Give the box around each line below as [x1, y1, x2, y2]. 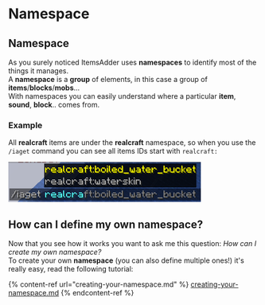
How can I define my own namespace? [8, 217, 204, 231]
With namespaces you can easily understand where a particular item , [8, 92, 236, 100]
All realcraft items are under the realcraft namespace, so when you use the [8, 138, 256, 147]
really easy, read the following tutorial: [8, 264, 134, 274]
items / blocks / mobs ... [8, 83, 80, 92]
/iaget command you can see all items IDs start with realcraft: [8, 147, 219, 156]
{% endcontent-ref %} [60, 288, 134, 298]
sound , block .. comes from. [8, 100, 100, 109]
